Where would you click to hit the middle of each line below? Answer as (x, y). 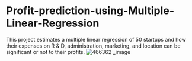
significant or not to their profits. (46, 52)
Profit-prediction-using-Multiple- (90, 11)
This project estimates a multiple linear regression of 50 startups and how (96, 39)
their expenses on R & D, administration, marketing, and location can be (93, 46)
